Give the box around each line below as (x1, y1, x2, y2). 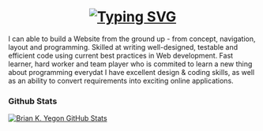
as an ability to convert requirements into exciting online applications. (8, 76, 235, 85)
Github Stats (8, 95, 58, 107)
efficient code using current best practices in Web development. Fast (8, 51, 234, 60)
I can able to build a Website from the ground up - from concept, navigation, (8, 34, 256, 43)
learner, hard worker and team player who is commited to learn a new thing (8, 59, 253, 69)
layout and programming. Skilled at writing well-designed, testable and (8, 42, 239, 51)
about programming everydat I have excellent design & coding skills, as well (8, 67, 255, 77)
